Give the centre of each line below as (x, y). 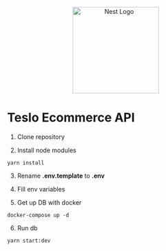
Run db (27, 227)
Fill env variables (41, 189)
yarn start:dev (29, 241)
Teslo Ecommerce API (71, 118)
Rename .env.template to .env (61, 176)
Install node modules (47, 150)
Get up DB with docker (49, 202)
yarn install (26, 162)
